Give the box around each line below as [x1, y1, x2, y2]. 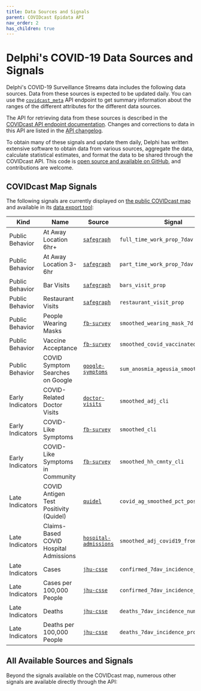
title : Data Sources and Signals [6, 8, 90, 15]
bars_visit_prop [119, 282, 166, 288]
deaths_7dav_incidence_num [119, 608, 196, 614]
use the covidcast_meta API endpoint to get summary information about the [6, 96, 191, 104]
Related [42, 393, 65, 401]
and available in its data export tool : [6, 204, 94, 211]
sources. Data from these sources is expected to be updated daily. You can [6, 90, 191, 98]
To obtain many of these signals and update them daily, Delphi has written [6, 139, 188, 146]
